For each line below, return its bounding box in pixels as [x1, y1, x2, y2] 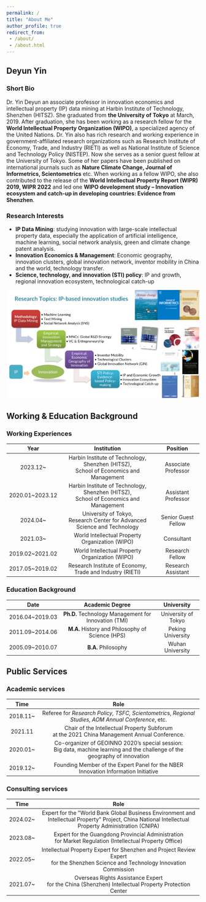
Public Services [6, 666, 67, 676]
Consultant [163, 535, 191, 542]
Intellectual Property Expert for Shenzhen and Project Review [42, 845, 196, 853]
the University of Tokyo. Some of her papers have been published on [6, 157, 181, 164]
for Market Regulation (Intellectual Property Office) [55, 837, 183, 845]
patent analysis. [15, 245, 56, 252]
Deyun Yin [6, 66, 47, 76]
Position [166, 445, 188, 452]
